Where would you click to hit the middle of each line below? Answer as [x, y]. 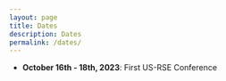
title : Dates [33, 26]
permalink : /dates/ [46, 42]
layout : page [33, 17]
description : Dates [46, 34]
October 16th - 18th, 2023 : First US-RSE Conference [119, 68]
